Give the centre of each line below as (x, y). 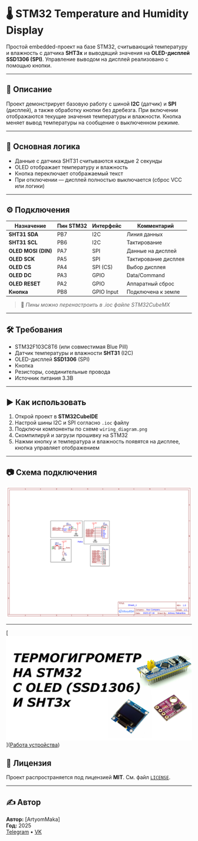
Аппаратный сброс (151, 284)
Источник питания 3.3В (44, 378)
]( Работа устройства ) (33, 745)
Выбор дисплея (146, 267)
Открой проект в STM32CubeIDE (56, 416)
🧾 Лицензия (29, 763)
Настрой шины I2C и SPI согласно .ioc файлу (72, 423)
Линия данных (145, 234)
